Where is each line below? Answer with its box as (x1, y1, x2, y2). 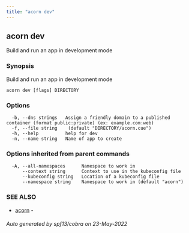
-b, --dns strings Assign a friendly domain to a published (11, 115, 170, 121)
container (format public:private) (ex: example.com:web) (6, 120, 154, 126)
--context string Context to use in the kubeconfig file (22, 169, 181, 175)
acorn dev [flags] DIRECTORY (6, 87, 79, 93)
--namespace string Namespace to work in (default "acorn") (22, 179, 184, 185)
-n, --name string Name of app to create (11, 136, 122, 142)
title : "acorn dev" (6, 8, 55, 15)
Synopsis (6, 62, 34, 70)
